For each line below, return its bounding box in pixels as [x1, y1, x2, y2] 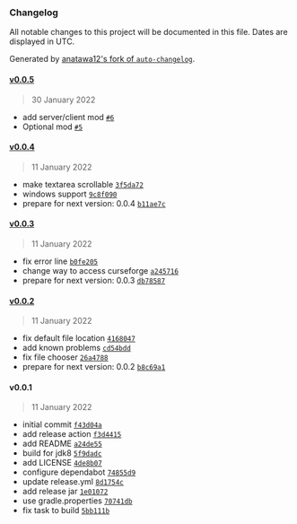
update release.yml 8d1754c [22, 476, 124, 487]
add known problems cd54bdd [22, 343, 132, 354]
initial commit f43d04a [22, 419, 102, 430]
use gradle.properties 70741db [22, 495, 133, 506]
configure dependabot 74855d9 [22, 467, 136, 477]
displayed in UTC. [9, 36, 75, 47]
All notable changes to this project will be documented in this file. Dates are [9, 27, 289, 38]
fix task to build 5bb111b [22, 505, 110, 516]
